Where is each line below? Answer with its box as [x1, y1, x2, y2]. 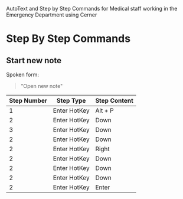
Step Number [9, 97, 47, 105]
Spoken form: [6, 71, 40, 78]
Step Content [95, 97, 134, 105]
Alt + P [95, 106, 114, 115]
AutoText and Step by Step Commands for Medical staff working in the [6, 5, 178, 12]
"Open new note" [20, 83, 63, 89]
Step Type [56, 97, 86, 105]
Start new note [6, 56, 62, 66]
